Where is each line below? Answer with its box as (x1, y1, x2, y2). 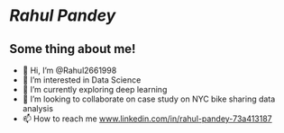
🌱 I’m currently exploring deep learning (22, 84, 168, 94)
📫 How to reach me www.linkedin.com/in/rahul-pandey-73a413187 (22, 113, 272, 124)
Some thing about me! (9, 41, 136, 57)
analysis (22, 103, 54, 113)
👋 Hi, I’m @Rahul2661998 (22, 65, 117, 75)
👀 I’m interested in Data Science (22, 75, 142, 85)
